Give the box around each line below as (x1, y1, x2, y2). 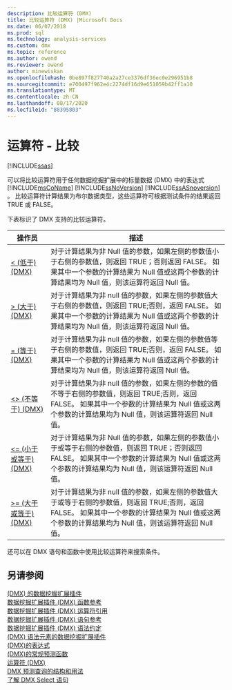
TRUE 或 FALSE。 (7, 200, 57, 208)
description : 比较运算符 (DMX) (7, 10, 92, 17)
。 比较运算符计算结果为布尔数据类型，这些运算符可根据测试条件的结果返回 (7, 191, 221, 200)
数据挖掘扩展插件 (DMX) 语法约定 (7, 624, 102, 632)
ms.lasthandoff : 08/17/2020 (7, 100, 88, 107)
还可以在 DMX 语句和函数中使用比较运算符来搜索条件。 (7, 547, 164, 555)
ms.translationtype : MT (7, 87, 76, 94)
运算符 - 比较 (7, 138, 79, 154)
